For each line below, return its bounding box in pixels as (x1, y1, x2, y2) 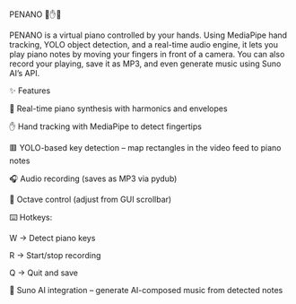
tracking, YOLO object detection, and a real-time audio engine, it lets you (9, 39, 279, 49)
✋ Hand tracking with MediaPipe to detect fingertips (9, 121, 202, 132)
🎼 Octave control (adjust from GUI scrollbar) (9, 194, 172, 204)
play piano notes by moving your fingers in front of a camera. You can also (9, 49, 285, 59)
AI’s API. (9, 68, 40, 78)
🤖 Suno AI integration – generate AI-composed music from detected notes (9, 285, 283, 295)
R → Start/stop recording (9, 250, 101, 260)
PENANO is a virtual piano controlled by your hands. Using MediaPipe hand (9, 30, 288, 40)
